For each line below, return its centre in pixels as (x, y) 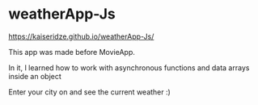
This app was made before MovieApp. (72, 52)
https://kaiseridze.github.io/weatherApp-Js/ (81, 36)
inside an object (35, 76)
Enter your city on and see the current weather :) (90, 92)
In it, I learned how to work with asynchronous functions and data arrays (129, 67)
